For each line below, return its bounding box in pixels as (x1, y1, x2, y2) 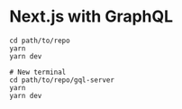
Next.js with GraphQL (9, 6, 174, 27)
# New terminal (9, 68, 67, 77)
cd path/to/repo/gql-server (9, 75, 115, 85)
